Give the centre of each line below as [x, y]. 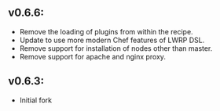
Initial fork [36, 100]
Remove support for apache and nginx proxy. [93, 56]
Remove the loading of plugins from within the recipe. [106, 31]
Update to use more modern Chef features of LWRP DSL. [112, 40]
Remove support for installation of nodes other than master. [116, 48]
